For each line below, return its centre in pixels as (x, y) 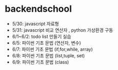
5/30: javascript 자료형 (36, 24)
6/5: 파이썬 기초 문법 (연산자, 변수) (46, 43)
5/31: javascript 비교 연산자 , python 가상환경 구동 (63, 30)
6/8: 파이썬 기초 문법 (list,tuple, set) (49, 55)
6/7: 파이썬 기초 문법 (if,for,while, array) (52, 49)
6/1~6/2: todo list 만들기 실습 (42, 36)
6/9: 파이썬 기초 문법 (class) (41, 62)
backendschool (38, 9)
